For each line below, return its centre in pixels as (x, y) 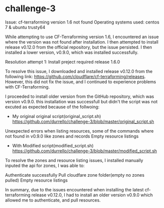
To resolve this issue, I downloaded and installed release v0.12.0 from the (79, 71)
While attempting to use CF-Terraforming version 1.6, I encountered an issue (82, 37)
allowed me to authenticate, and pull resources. (53, 200)
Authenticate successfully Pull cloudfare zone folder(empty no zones (75, 175)
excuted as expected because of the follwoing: (52, 107)
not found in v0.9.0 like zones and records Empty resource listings (72, 136)
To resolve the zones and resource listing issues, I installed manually (74, 160)
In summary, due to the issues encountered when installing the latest (74, 189)
